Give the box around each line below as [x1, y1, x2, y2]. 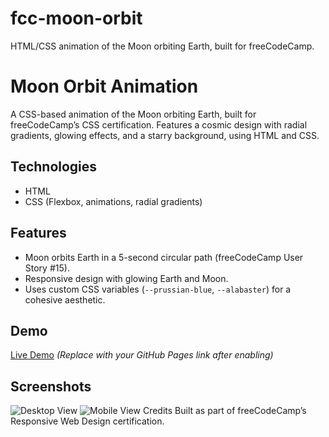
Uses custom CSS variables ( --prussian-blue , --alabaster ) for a [24, 283, 292, 295]
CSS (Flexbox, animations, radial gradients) [24, 195, 203, 207]
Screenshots [10, 378, 92, 395]
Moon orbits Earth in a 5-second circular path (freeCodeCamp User [24, 251, 304, 263]
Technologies [10, 158, 98, 176]
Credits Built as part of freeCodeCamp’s [142, 405, 307, 417]
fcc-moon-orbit [10, 7, 143, 30]
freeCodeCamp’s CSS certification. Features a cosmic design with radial [10, 118, 308, 131]
